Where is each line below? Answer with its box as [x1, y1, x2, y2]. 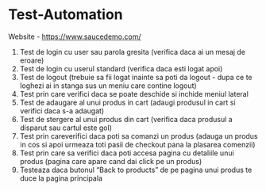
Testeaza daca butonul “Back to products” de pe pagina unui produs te [19, 165, 253, 174]
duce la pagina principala [19, 173, 103, 183]
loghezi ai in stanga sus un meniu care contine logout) [19, 81, 197, 90]
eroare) [19, 55, 44, 65]
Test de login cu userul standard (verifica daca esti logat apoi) [19, 63, 223, 73]
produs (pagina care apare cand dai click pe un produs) [19, 156, 202, 166]
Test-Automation [8, 6, 123, 24]
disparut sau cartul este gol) [19, 123, 113, 132]
